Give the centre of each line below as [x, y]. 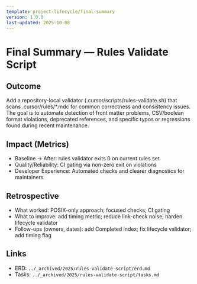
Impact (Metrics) [38, 144]
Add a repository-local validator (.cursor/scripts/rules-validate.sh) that [92, 101]
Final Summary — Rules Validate [87, 52]
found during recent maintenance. [48, 125]
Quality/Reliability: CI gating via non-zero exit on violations [86, 165]
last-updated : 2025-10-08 [38, 22]
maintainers [29, 177]
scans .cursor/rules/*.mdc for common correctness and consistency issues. [98, 106]
